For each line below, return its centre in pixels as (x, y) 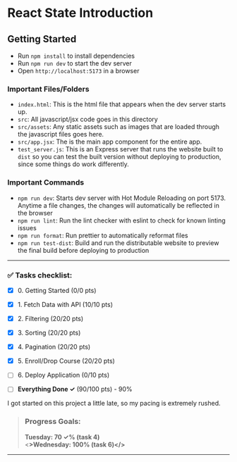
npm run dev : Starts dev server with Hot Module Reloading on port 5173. (122, 198)
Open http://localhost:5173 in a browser (78, 71)
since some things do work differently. (73, 164)
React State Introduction (80, 13)
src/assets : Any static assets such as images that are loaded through (119, 127)
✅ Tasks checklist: (40, 275)
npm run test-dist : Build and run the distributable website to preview (118, 243)
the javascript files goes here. (61, 135)
